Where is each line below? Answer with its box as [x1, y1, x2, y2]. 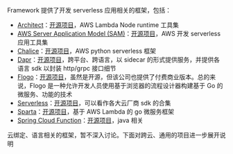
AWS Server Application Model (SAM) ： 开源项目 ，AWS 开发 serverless [17, 30, 221, 37]
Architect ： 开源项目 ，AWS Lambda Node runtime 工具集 [17, 21, 179, 29]
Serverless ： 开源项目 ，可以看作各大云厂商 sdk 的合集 [17, 99, 171, 107]
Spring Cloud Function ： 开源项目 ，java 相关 [17, 117, 144, 124]
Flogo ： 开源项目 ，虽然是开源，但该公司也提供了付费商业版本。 [17, 73, 198, 81]
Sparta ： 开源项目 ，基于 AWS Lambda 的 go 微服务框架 [17, 108, 175, 116]
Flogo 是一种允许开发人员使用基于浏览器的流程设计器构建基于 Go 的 [29, 82, 223, 89]
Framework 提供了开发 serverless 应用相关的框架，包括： [7, 6, 172, 14]
